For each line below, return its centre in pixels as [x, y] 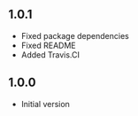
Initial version [45, 104]
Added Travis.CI [50, 54]
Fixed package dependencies [75, 35]
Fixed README [48, 45]
